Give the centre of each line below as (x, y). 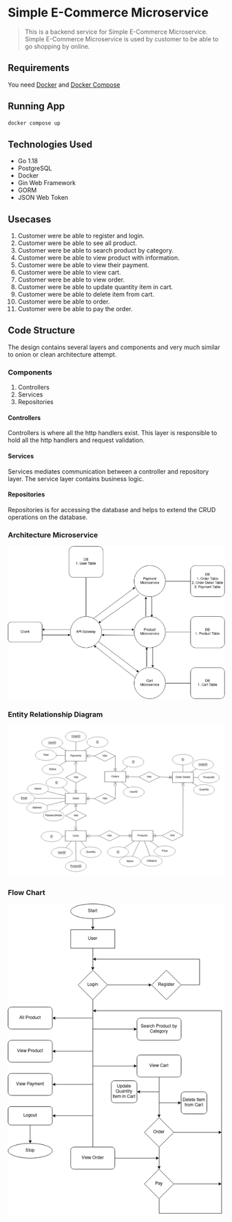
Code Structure (41, 331)
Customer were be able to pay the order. (75, 309)
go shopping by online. (57, 46)
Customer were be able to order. (64, 302)
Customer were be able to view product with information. (98, 258)
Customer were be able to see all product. (77, 243)
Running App (36, 106)
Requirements (39, 68)
